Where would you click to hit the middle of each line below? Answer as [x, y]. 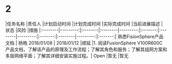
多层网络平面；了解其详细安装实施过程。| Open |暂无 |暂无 [67, 56]
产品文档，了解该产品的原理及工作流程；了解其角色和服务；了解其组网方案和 [86, 49]
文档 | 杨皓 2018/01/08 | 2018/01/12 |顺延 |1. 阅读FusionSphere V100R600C [84, 43]
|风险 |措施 [27, 30]
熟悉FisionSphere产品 [140, 36]
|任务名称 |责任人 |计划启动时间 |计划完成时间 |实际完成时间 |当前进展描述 [83, 24]
